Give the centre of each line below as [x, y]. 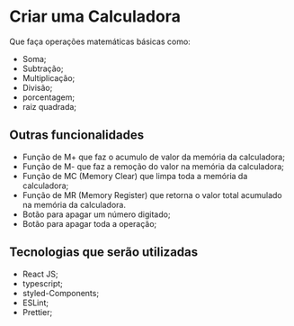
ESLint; [36, 303]
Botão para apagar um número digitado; [96, 214]
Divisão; [37, 87]
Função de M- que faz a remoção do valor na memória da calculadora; [153, 166]
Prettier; [37, 312]
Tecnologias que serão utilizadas [104, 253]
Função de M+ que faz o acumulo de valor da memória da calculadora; [154, 157]
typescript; [42, 283]
